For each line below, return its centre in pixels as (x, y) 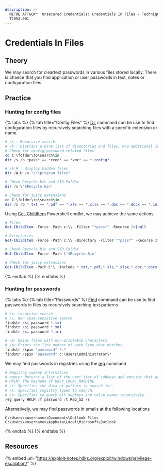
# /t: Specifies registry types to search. (50, 391)
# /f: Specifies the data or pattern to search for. (59, 386)
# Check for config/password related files (50, 151)
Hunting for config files (33, 112)
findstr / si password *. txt (33, 323)
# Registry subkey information (37, 372)
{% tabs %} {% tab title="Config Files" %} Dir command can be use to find (80, 123)
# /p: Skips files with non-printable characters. (57, 341)
